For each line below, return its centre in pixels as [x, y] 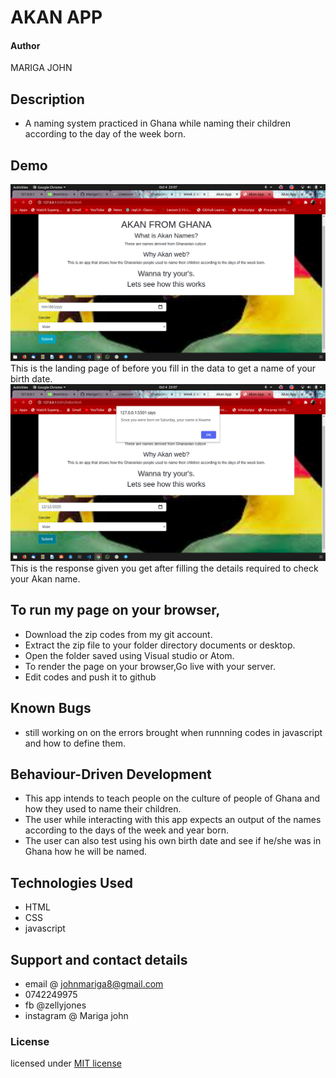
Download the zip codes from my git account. [118, 634]
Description [47, 99]
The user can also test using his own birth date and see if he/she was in [173, 841]
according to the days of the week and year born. [126, 830]
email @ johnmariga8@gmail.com [94, 984]
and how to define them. [75, 743]
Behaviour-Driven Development [111, 774]
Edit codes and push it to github [90, 677]
